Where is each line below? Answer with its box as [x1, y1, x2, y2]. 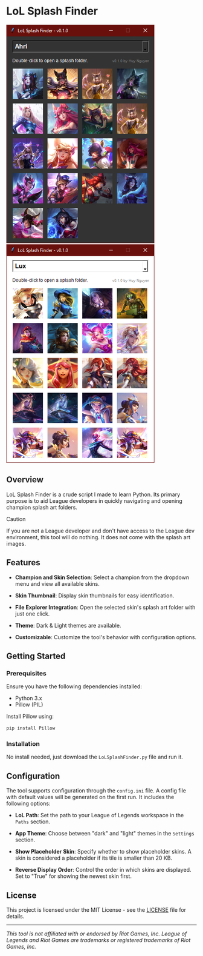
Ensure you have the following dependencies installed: [6, 683, 142, 690]
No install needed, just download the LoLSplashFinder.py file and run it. [6, 753, 183, 761]
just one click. [14, 610, 50, 617]
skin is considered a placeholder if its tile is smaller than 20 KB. [14, 854, 173, 861]
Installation [6, 740, 40, 748]
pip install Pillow [6, 725, 56, 731]
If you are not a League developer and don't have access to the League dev [6, 527, 195, 534]
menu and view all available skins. [14, 580, 100, 587]
